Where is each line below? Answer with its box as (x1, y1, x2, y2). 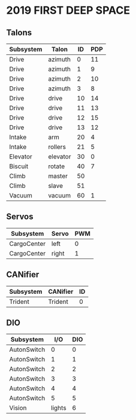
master (47, 172, 68, 180)
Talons (6, 28, 32, 38)
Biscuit (9, 162, 29, 171)
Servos (6, 212, 34, 222)
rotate (47, 162, 65, 171)
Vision (9, 404, 27, 412)
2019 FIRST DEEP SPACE (6, 4, 131, 17)
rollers (47, 143, 66, 151)
